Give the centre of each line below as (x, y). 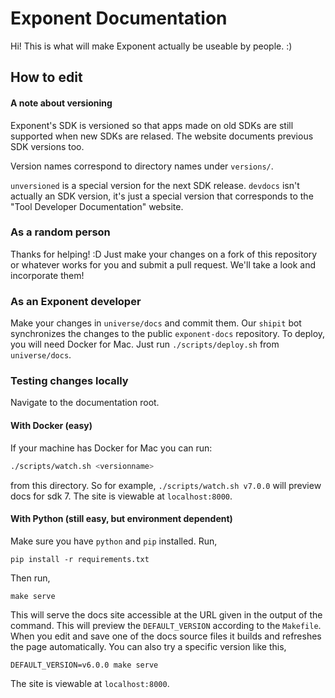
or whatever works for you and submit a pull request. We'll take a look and (163, 264)
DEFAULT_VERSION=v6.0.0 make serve (84, 665)
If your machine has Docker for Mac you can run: (111, 448)
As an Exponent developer (76, 301)
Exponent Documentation (119, 18)
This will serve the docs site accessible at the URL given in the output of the (166, 614)
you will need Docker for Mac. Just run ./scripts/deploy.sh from (145, 344)
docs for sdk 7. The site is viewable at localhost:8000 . (121, 496)
